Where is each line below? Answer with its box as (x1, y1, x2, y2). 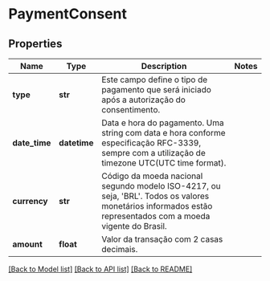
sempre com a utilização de (101, 148, 207, 158)
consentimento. (101, 104, 161, 115)
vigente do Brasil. (101, 221, 167, 231)
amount (12, 238, 43, 250)
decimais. (101, 244, 138, 255)
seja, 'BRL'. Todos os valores (101, 190, 210, 202)
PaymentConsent (8, 5, 127, 23)
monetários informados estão (101, 201, 213, 211)
